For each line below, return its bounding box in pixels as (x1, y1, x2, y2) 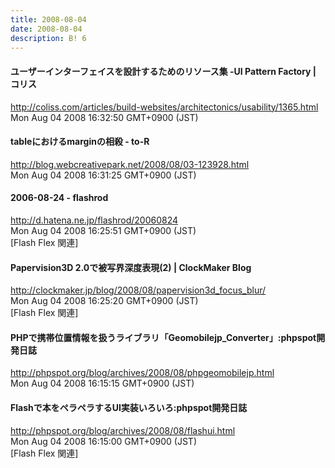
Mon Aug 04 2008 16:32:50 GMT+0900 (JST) (10, 111, 199, 123)
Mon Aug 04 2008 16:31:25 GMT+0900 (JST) (10, 169, 197, 181)
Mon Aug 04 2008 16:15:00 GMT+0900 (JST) (10, 435, 197, 447)
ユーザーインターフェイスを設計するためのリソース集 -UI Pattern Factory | (10, 65, 317, 77)
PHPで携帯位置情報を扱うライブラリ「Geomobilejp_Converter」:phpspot (10, 331, 317, 343)
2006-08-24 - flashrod (10, 192, 109, 204)
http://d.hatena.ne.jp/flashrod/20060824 (10, 214, 179, 226)
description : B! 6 (10, 33, 87, 43)
